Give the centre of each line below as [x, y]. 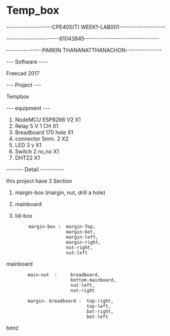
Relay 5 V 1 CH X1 [37, 126]
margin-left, [82, 237]
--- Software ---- [28, 62]
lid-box [24, 215]
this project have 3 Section [39, 181]
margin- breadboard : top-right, [71, 301]
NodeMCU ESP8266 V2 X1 [48, 120]
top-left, [99, 306]
